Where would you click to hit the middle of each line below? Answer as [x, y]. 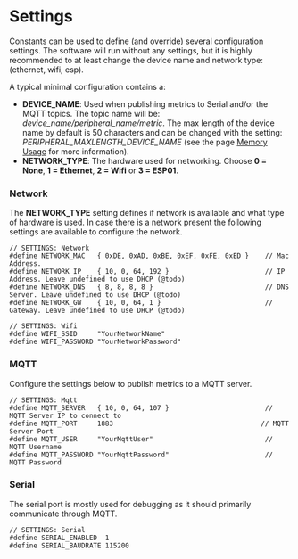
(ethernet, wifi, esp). [47, 70]
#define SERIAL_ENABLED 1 [59, 538]
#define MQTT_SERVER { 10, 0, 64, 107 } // [141, 407]
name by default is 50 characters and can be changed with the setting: [152, 132]
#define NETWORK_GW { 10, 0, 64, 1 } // [141, 303]
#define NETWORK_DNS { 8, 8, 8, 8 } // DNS [149, 287]
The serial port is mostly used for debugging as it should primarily [130, 504]
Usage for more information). [75, 151]
